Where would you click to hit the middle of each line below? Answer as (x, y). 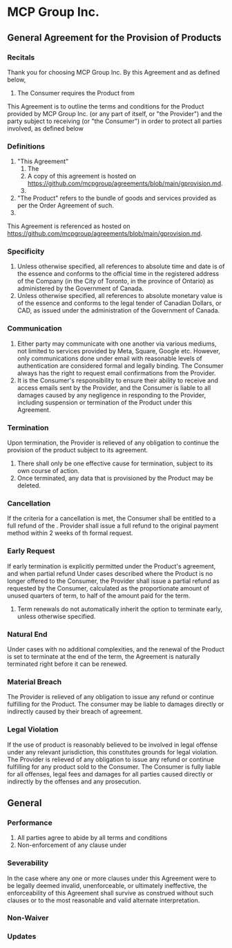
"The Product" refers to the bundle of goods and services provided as (117, 198)
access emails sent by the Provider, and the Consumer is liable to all (114, 387)
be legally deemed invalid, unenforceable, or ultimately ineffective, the (107, 885)
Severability (28, 863)
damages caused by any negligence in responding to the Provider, (111, 395)
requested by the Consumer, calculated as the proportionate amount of (108, 588)
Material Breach (35, 682)
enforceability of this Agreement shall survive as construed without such (110, 893)
